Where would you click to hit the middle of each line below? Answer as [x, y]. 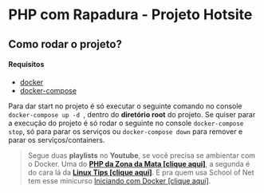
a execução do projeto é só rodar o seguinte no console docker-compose [126, 123]
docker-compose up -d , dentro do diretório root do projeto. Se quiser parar [132, 114]
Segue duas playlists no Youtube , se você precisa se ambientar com [142, 155]
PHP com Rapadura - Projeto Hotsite [130, 15]
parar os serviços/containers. [57, 140]
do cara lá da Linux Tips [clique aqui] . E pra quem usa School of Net [141, 172]
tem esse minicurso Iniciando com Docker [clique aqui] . [119, 180]
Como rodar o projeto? [65, 44]
